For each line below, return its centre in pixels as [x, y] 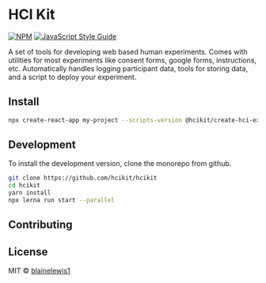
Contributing [40, 225]
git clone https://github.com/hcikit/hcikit [83, 178]
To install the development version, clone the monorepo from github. [120, 164]
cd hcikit [25, 186]
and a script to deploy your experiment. [72, 77]
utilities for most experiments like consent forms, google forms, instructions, [133, 60]
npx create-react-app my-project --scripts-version [95, 120]
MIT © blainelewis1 [40, 271]
